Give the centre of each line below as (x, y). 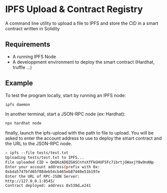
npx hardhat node (23, 123)
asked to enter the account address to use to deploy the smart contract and (83, 138)
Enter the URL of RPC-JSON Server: (43, 176)
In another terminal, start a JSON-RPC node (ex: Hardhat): (65, 114)
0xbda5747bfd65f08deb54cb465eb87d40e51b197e (53, 172)
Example (19, 83)
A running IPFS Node (34, 56)
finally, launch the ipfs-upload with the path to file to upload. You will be (79, 133)
